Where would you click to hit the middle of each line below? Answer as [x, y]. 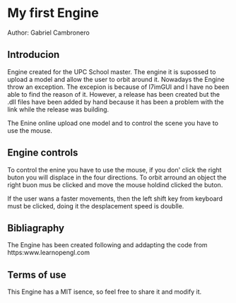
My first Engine [53, 13]
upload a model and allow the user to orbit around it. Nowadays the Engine [116, 79]
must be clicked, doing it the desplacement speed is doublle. [96, 206]
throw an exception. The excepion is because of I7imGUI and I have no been [118, 87]
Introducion [34, 55]
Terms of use [37, 274]
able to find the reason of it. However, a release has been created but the [114, 94]
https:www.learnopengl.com [49, 253]
